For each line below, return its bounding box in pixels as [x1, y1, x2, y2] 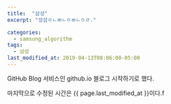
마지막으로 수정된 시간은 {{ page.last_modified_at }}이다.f [7, 89, 165, 97]
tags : [7, 42, 23, 49]
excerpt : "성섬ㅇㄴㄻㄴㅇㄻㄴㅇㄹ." [7, 17, 97, 23]
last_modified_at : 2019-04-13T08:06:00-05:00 [7, 54, 140, 62]
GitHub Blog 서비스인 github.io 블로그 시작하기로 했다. [7, 74, 154, 83]
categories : [7, 29, 41, 36]
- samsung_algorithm [13, 35, 72, 42]
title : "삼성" [7, 10, 48, 17]
